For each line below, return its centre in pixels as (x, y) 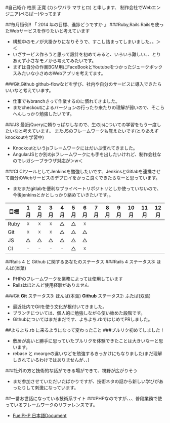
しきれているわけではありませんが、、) (51, 360)
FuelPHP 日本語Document (39, 415)
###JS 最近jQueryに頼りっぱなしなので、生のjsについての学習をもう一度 (81, 125)
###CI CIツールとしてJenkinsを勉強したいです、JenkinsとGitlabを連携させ (83, 171)
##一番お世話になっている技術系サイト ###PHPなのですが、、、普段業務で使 (84, 398)
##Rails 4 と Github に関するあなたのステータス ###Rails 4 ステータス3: (80, 262)
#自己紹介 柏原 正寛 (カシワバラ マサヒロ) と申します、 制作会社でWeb (79, 7)
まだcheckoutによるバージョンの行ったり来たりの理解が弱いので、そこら (89, 107)
